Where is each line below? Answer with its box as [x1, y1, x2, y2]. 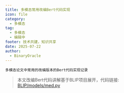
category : [5, 16, 26, 21]
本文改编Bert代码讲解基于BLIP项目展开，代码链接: [17, 77, 119, 83]
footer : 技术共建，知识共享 [5, 40, 57, 45]
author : [5, 48, 21, 53]
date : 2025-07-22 [5, 44, 41, 49]
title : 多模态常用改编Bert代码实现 [5, 7, 70, 12]
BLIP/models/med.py [17, 83, 61, 89]
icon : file [5, 12, 28, 17]
